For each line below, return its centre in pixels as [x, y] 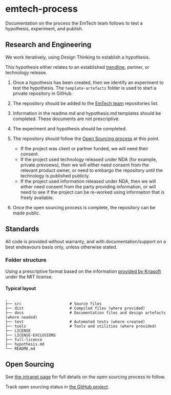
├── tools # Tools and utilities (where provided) [81, 326]
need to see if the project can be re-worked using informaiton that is [92, 192]
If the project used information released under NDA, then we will [88, 181]
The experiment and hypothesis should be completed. [70, 128]
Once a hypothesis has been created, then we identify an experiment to [88, 82]
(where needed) [22, 318]
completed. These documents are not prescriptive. [66, 118]
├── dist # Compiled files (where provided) [75, 308]
